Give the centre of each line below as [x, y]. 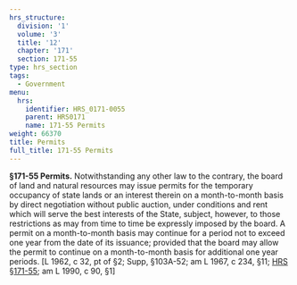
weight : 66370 [36, 134]
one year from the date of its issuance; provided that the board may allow [144, 242]
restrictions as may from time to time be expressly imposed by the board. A [148, 223]
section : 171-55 [47, 59]
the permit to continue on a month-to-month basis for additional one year [144, 252]
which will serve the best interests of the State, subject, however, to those [145, 214]
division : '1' [43, 26]
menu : [19, 92]
